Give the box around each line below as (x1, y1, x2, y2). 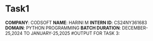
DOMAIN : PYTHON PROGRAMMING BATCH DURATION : (5, 24, 121, 30)
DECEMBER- (122, 24, 148, 30)
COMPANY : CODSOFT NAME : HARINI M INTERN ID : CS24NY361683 (5, 19, 147, 25)
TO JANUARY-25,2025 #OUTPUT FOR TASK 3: (23, 30, 120, 36)
